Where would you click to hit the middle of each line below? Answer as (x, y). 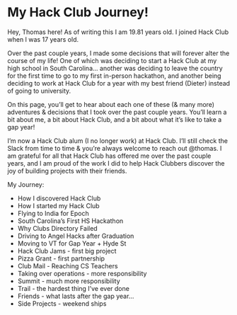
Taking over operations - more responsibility (82, 273)
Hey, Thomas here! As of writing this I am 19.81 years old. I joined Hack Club (118, 32)
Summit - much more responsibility (69, 281)
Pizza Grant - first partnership (61, 258)
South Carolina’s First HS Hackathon (70, 221)
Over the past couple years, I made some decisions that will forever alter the (118, 53)
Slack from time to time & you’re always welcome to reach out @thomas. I (115, 148)
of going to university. (39, 91)
